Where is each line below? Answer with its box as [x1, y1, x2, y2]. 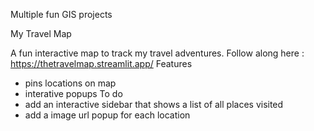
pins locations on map [24, 77, 117, 89]
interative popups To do [24, 88, 123, 99]
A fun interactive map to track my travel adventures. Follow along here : [10, 47, 305, 59]
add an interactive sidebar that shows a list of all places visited [24, 99, 284, 110]
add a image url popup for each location [24, 109, 191, 121]
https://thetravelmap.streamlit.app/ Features [10, 58, 193, 69]
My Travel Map [10, 28, 72, 39]
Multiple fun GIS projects [10, 9, 113, 20]
